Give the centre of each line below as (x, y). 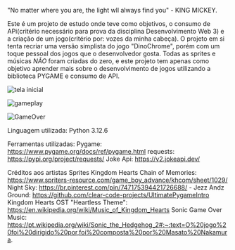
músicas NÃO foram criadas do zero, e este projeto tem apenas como (108, 61)
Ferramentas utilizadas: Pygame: (55, 144)
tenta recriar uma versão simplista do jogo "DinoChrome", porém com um (114, 46)
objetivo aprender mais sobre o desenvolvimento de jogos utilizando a (109, 68)
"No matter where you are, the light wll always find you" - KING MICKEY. (113, 10)
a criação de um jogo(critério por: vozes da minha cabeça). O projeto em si (116, 39)
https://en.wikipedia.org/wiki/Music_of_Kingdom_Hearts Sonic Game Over (115, 210)
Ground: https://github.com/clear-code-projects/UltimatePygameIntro (108, 195)
